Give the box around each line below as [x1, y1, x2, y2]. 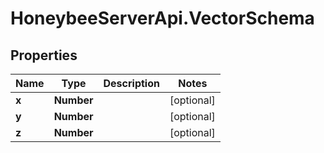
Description [103, 77, 160, 90]
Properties [10, 47, 78, 64]
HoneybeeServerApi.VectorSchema [10, 7, 315, 30]
